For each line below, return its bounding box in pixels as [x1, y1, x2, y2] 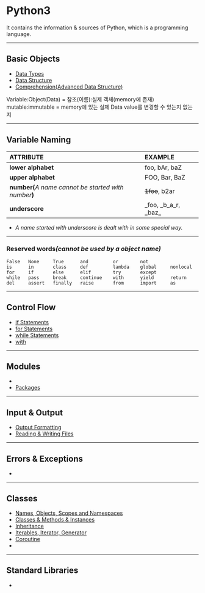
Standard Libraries [6, 566, 79, 576]
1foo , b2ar [144, 187, 175, 195]
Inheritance [15, 522, 45, 529]
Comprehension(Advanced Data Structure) [15, 83, 123, 90]
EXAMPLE [144, 153, 175, 161]
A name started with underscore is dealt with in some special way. [15, 224, 183, 231]
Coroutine [15, 535, 41, 542]
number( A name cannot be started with [9, 183, 124, 191]
